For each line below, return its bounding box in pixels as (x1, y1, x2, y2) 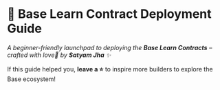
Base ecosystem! (7, 75, 56, 83)
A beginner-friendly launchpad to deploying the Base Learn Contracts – (7, 43, 212, 52)
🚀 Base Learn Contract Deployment (7, 6, 212, 22)
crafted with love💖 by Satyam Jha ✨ (7, 51, 111, 59)
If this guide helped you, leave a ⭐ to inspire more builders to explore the (7, 65, 213, 73)
